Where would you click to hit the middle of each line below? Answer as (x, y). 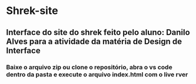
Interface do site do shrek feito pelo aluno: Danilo (98, 32)
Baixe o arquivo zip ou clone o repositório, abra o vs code (89, 67)
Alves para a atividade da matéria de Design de (94, 41)
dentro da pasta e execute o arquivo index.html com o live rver (97, 74)
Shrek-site (32, 11)
